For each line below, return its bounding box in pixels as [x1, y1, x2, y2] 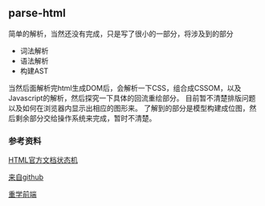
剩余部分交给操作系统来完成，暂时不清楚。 [14, 113, 157, 123]
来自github [8, 172, 44, 182]
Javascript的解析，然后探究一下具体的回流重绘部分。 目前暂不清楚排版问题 [8, 93, 256, 103]
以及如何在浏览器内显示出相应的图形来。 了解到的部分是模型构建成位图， [8, 103, 250, 113]
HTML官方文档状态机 [8, 155, 79, 165]
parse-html [8, 6, 66, 20]
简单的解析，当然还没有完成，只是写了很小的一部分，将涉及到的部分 [8, 28, 234, 39]
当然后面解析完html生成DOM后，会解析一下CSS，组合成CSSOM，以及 [8, 83, 242, 93]
